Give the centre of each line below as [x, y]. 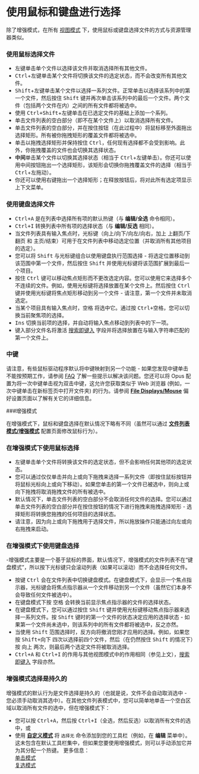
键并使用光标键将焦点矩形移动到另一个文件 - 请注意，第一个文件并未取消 [103, 293]
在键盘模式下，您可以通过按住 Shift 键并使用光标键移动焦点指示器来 [99, 610]
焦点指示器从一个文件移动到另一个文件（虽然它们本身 [121, 588]
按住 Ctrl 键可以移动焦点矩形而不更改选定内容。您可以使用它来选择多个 [103, 278]
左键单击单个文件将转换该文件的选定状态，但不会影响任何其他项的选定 [101, 462]
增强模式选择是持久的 [37, 679]
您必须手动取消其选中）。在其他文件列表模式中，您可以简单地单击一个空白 [96, 700]
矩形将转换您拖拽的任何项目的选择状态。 [70, 514]
